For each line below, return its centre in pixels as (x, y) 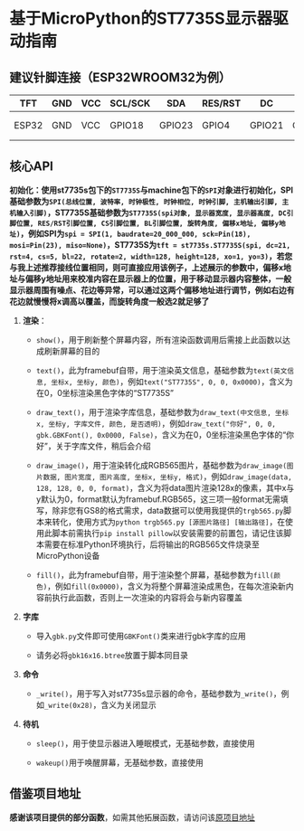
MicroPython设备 (68, 555)
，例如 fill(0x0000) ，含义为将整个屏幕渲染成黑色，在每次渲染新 (166, 586)
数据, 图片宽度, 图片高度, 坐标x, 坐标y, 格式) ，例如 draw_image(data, (167, 477)
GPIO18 (127, 125)
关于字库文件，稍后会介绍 (103, 446)
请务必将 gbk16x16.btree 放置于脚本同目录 (112, 655)
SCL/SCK (130, 103)
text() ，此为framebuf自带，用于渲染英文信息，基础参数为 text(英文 (161, 370)
